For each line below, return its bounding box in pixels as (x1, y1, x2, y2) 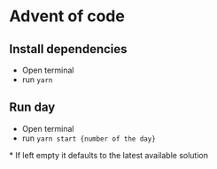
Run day (9, 100, 56, 115)
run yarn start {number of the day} (21, 133, 157, 143)
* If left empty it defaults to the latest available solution (9, 150, 208, 160)
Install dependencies (9, 42, 128, 57)
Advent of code (9, 6, 126, 27)
